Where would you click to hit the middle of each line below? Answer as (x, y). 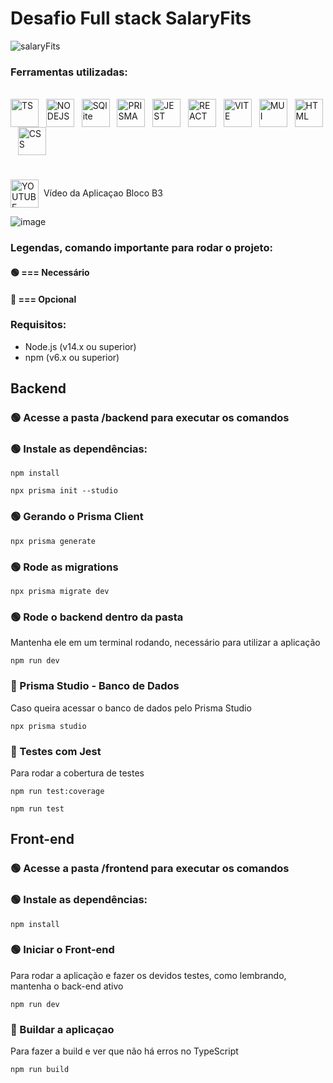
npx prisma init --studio (64, 491)
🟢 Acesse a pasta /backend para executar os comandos (150, 418)
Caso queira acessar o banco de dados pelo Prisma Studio (131, 708)
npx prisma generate (53, 541)
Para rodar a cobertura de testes (77, 773)
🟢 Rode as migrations (64, 567)
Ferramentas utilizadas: (69, 72)
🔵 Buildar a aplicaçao (62, 1029)
